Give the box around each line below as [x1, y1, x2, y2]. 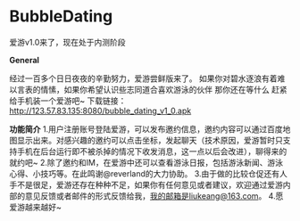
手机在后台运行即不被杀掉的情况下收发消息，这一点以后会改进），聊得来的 [16, 145, 287, 157]
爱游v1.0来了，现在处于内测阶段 [9, 37, 127, 47]
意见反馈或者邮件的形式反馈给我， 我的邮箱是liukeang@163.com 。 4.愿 [24, 190, 284, 201]
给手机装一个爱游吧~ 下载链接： [9, 95, 127, 106]
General [9, 54, 40, 65]
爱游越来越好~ [9, 201, 62, 212]
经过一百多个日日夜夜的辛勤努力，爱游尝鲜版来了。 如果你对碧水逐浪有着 [9, 73, 278, 84]
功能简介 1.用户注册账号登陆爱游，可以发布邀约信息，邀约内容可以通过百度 [9, 123, 283, 135]
